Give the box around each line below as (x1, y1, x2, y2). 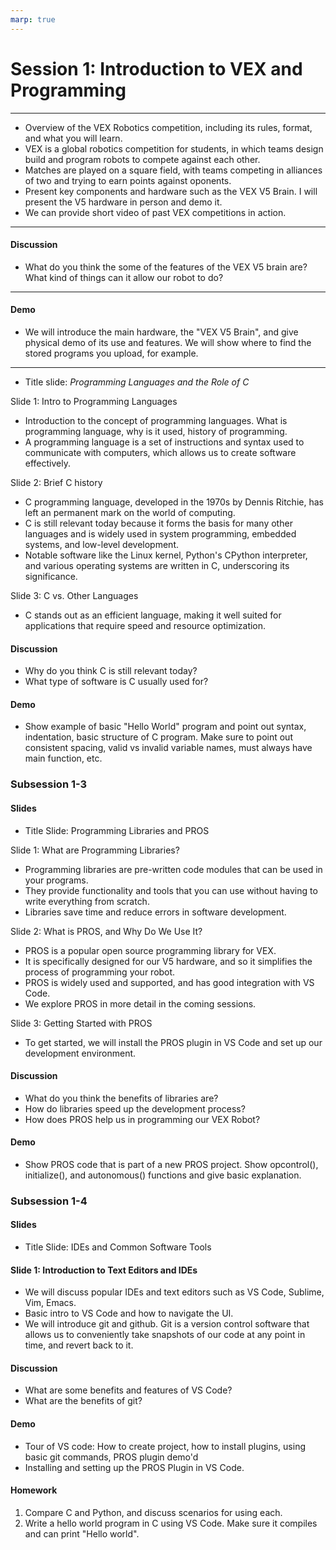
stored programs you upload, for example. (24, 347, 199, 359)
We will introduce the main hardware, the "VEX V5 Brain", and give (24, 326, 299, 338)
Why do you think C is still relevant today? (24, 665, 198, 677)
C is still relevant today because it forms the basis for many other (24, 517, 293, 529)
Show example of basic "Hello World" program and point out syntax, (24, 721, 307, 733)
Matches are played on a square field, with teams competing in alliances (24, 164, 323, 176)
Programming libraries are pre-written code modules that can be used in (24, 863, 323, 875)
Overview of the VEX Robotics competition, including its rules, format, (24, 121, 313, 133)
